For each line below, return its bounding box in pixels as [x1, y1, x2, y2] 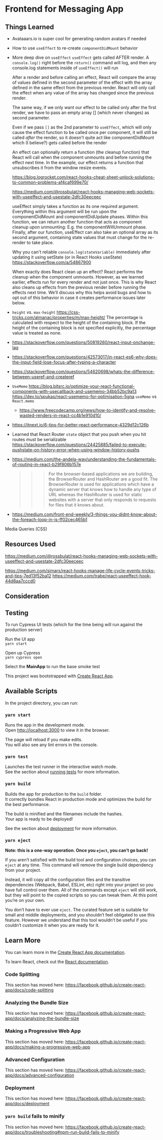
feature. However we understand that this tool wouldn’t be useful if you [5, 917, 147, 923]
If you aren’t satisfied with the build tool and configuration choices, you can [5, 857, 157, 863]
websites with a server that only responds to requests [48, 497, 157, 503]
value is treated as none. [12, 330, 62, 336]
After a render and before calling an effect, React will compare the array [12, 75, 157, 80]
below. [12, 300, 26, 305]
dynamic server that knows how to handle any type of [48, 486, 157, 492]
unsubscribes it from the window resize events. [12, 165, 108, 170]
